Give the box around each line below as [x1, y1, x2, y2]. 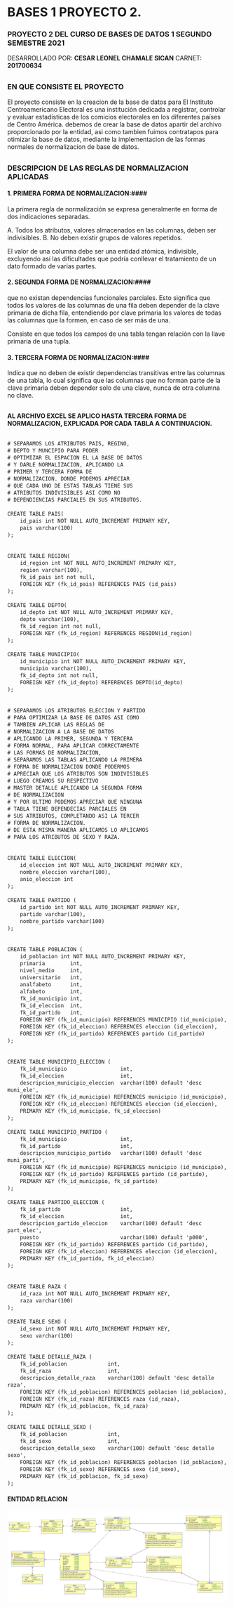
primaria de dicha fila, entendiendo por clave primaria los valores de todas [7, 308, 222, 317]
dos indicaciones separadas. [7, 212, 90, 221]
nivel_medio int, [20, 967, 83, 974]
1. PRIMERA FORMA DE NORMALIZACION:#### [7, 189, 148, 197]
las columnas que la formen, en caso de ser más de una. [7, 316, 170, 325]
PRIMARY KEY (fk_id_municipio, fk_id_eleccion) [20, 1108, 161, 1115]
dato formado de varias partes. [7, 261, 97, 270]
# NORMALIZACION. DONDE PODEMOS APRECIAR [7, 476, 130, 483]
